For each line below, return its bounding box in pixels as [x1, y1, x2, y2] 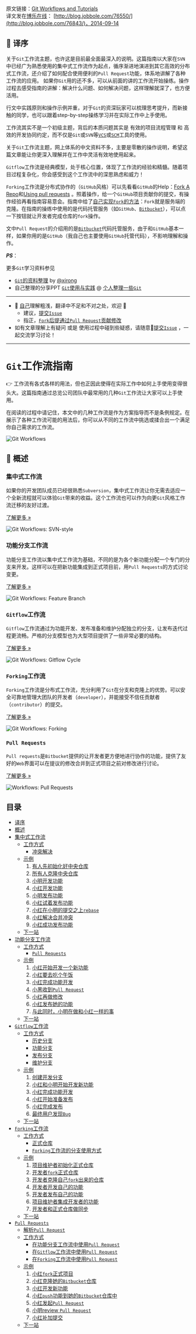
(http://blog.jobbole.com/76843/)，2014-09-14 [6, 20, 119, 26]
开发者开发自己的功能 [32, 1184, 83, 1191]
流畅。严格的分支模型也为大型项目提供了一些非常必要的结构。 [16, 632, 164, 639]
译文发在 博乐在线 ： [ [6, 12, 56, 19]
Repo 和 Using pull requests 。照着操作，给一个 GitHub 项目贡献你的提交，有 [6, 190, 184, 197]
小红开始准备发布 [32, 1096, 73, 1103]
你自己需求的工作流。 [6, 423, 57, 430]
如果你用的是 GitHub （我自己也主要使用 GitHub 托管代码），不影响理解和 [16, 232, 183, 239]
